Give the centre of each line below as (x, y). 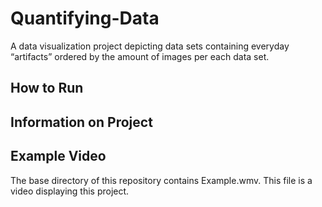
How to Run (47, 88)
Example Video (58, 156)
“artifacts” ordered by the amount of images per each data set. (140, 56)
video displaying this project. (70, 191)
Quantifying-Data (85, 18)
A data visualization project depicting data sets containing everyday (150, 46)
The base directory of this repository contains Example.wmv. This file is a (161, 180)
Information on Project (81, 122)
